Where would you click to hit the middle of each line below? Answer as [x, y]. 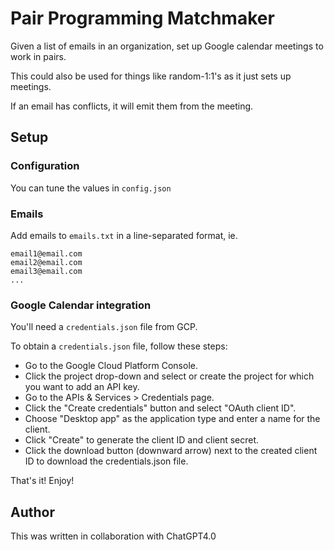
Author [32, 512]
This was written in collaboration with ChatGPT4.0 [113, 536]
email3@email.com [46, 271]
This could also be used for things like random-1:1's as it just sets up [151, 76]
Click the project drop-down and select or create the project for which [169, 376]
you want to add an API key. [82, 387]
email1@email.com [46, 253]
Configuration [45, 166]
